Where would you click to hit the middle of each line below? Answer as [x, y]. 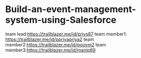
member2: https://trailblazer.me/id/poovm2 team [56, 44]
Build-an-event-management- [71, 9]
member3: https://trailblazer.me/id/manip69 [50, 50]
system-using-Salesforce [61, 20]
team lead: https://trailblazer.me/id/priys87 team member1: [66, 34]
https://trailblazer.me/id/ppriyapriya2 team [50, 39]
